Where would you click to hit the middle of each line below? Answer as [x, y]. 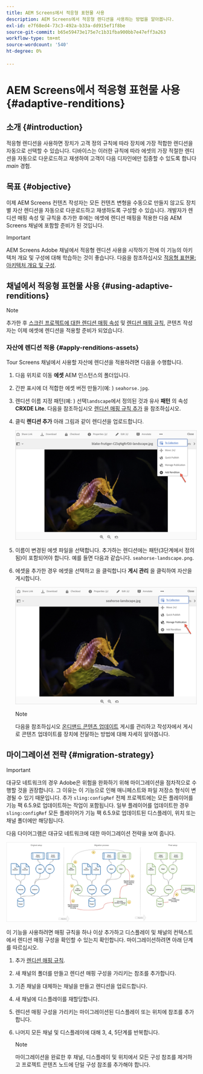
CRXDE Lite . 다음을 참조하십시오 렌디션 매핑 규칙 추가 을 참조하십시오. [98, 408]
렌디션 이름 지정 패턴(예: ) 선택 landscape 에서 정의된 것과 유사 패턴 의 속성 [101, 401]
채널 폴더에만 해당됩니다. [35, 820]
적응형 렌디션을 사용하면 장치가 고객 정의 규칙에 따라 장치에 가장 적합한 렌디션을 [100, 143]
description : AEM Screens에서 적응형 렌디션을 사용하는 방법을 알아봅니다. [90, 19]
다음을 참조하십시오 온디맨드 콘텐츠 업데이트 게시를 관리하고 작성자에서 [98, 727]
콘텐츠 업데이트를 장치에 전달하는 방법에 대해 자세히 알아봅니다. [96, 734]
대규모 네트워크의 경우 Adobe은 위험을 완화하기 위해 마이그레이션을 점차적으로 [98, 782]
